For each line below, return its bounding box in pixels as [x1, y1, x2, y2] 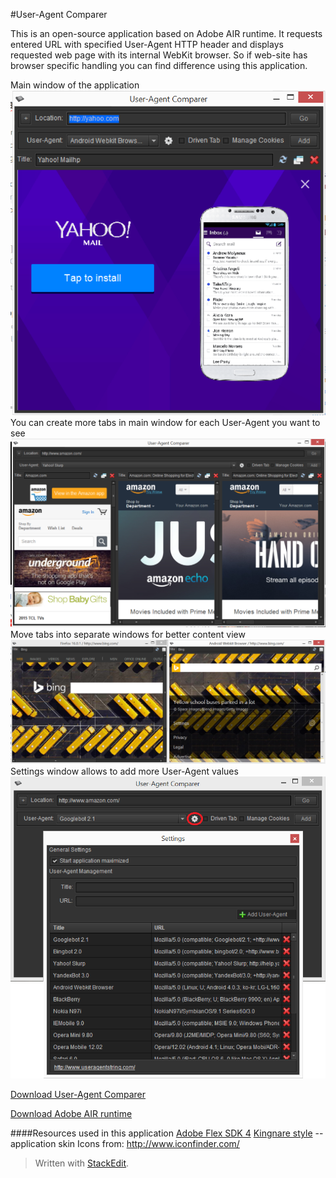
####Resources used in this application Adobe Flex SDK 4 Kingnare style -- [10, 1127, 324, 1139]
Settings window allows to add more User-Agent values [10, 765, 239, 778]
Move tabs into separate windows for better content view [10, 629, 246, 641]
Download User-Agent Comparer [10, 1089, 147, 1101]
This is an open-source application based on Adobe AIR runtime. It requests [10, 28, 323, 39]
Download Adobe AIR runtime [10, 1108, 133, 1120]
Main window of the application [10, 79, 140, 91]
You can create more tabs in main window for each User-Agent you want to [10, 417, 321, 429]
